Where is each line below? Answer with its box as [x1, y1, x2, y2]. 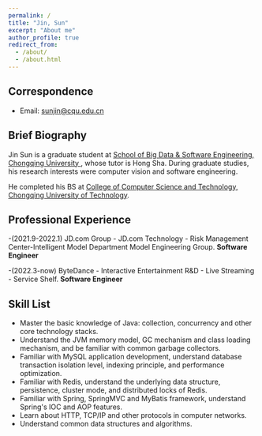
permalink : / [8, 11, 51, 20]
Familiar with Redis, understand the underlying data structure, [19, 377, 221, 387]
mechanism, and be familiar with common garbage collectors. [19, 344, 221, 353]
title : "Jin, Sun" [8, 19, 69, 27]
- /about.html [15, 56, 62, 64]
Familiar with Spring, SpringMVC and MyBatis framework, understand [19, 394, 246, 404]
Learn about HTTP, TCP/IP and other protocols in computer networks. [19, 411, 247, 420]
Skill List [8, 297, 51, 310]
